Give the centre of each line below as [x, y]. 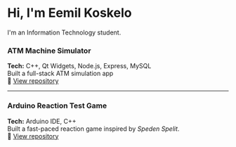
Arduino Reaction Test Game [57, 106]
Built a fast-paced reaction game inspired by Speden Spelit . [93, 129]
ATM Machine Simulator [49, 51]
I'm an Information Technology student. [64, 32]
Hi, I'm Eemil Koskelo [70, 13]
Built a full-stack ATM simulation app [60, 73]
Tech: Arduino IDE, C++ [42, 121]
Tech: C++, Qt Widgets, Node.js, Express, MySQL [79, 66]
